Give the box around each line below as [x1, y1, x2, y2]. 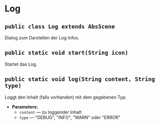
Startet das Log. [4, 61, 38, 67]
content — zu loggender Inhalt [19, 109, 82, 115]
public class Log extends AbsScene [4, 23, 115, 30]
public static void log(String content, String [4, 76, 155, 83]
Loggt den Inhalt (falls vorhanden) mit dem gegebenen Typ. [4, 94, 127, 100]
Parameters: [11, 104, 38, 110]
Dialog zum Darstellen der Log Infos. [4, 35, 80, 40]
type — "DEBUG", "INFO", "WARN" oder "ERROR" [19, 114, 121, 120]
